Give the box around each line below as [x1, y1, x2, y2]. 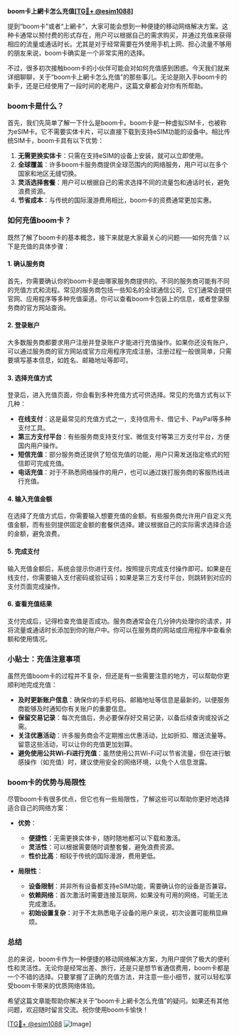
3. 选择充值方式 [7, 373, 53, 382]
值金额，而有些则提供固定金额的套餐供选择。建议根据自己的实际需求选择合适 [7, 521, 232, 529]
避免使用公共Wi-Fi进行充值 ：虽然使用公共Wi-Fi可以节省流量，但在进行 [17, 749, 225, 758]
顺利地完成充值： [7, 681, 58, 689]
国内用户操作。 [17, 441, 62, 450]
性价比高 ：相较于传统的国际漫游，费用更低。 [28, 851, 160, 860]
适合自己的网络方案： [7, 804, 70, 812]
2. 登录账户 [7, 321, 41, 329]
